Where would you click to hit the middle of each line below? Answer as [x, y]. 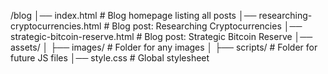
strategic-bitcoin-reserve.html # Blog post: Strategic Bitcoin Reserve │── [161, 36]
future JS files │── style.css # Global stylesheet [110, 58]
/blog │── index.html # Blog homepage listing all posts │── [133, 15]
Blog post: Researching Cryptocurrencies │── [207, 26]
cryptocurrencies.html [56, 26]
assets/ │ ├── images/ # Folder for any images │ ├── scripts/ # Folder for [164, 47]
